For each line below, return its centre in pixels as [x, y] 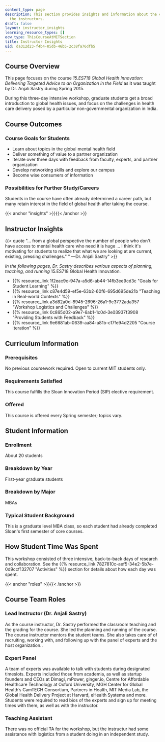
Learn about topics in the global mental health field [64, 149]
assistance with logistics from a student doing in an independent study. [77, 734]
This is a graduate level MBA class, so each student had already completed [81, 526]
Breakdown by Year [29, 468]
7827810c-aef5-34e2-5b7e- [125, 564]
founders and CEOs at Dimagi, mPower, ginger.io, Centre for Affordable [77, 679]
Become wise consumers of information [53, 175]
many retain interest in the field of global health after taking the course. [77, 204]
